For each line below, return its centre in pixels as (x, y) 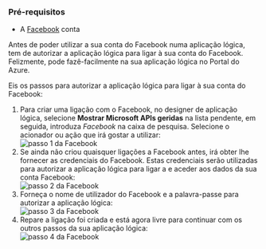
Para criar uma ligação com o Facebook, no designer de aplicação (128, 109)
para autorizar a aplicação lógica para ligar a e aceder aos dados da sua (138, 169)
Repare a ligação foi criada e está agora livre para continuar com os (131, 220)
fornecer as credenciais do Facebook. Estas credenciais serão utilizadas (139, 160)
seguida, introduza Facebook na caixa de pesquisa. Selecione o (124, 127)
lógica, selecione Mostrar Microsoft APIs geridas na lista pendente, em (138, 118)
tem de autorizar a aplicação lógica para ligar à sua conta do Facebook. (126, 53)
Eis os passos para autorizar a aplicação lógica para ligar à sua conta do (127, 85)
